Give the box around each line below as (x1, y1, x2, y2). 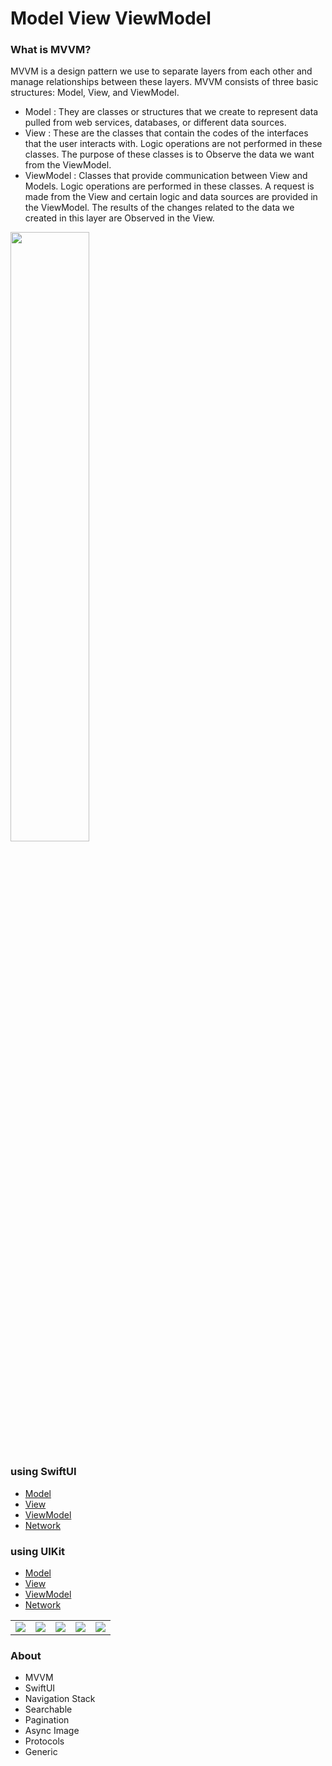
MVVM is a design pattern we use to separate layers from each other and (10, 65, 313, 77)
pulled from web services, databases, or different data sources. (24, 117, 287, 129)
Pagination (24, 1714, 70, 1726)
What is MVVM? (10, 43, 92, 57)
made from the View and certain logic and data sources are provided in (24, 191, 318, 203)
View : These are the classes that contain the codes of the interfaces (24, 127, 309, 139)
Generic (24, 1746, 58, 1758)
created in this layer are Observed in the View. (24, 212, 215, 224)
